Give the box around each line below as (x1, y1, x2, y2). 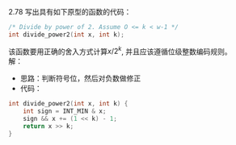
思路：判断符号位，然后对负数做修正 (19, 73, 141, 83)
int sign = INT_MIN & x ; (23, 107, 107, 115)
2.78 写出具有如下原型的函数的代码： (8, 7, 132, 16)
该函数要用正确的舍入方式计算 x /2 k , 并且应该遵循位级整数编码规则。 (8, 45, 232, 56)
